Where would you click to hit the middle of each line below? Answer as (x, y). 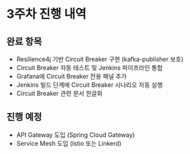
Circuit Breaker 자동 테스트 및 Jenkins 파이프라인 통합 (90, 68)
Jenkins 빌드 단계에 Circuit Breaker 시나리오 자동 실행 (90, 85)
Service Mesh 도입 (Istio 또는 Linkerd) (69, 143)
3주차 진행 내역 (46, 14)
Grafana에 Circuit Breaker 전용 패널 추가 (72, 76)
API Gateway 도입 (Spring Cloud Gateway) (75, 135)
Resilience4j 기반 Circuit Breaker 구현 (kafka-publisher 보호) (100, 59)
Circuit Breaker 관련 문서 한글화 (59, 93)
